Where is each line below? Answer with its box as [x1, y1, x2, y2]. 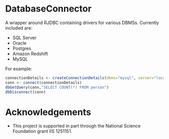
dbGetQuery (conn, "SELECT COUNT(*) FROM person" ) [5, 85, 109, 90]
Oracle [12, 40, 27, 46]
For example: [5, 66, 33, 72]
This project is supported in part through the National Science [12, 123, 141, 129]
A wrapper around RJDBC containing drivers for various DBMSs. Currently [5, 20, 159, 26]
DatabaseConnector [5, 3, 92, 15]
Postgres [12, 45, 32, 51]
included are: [5, 25, 33, 31]
